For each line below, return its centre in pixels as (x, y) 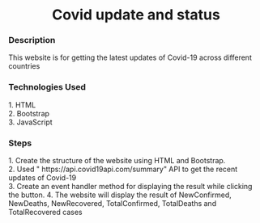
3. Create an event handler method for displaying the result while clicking (130, 187)
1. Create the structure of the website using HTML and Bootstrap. (117, 161)
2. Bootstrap (29, 113)
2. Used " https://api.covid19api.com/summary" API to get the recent (123, 169)
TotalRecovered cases (45, 212)
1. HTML (22, 105)
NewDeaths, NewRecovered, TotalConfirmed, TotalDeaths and (113, 204)
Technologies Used (47, 87)
